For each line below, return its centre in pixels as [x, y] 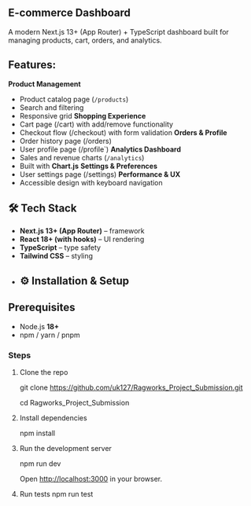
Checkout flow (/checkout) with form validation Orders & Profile [123, 132]
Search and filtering [52, 107]
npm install [37, 433]
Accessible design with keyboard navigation [91, 182]
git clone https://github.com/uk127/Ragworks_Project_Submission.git [131, 387]
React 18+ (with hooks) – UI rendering [82, 240]
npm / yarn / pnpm [50, 335]
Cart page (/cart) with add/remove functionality [96, 124]
